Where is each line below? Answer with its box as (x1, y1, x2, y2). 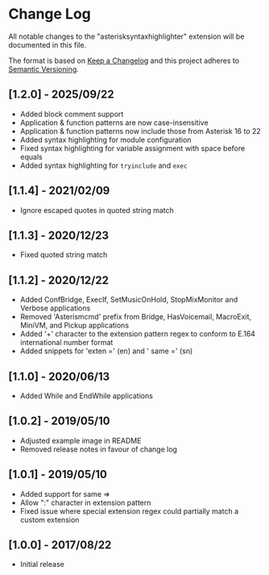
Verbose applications (19, 303, 91, 313)
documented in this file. (8, 40, 87, 49)
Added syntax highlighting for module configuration (19, 135, 192, 144)
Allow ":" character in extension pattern (19, 498, 151, 507)
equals (19, 152, 43, 161)
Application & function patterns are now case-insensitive (19, 118, 209, 127)
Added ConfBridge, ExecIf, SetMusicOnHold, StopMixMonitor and (19, 295, 238, 305)
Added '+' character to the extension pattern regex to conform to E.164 (19, 329, 256, 339)
